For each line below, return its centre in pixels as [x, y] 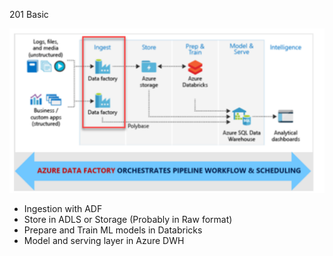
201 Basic [29, 14]
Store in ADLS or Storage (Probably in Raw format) [128, 219]
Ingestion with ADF [63, 208]
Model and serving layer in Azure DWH [104, 240]
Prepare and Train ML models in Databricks [113, 230]
